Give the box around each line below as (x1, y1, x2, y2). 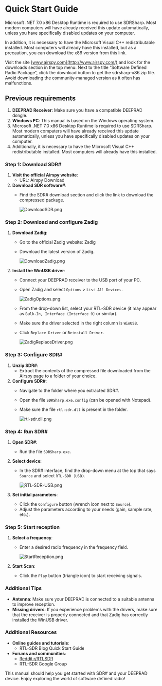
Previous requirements (5, 94, 76, 103)
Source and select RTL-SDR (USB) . (19, 472, 86, 478)
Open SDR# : (12, 439, 37, 445)
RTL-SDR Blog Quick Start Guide (19, 645, 85, 651)
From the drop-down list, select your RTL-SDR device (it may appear (19, 305, 157, 311)
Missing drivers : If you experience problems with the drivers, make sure (12, 606, 158, 612)
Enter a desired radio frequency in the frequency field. (19, 544, 128, 550)
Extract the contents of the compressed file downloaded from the (19, 367, 151, 373)
